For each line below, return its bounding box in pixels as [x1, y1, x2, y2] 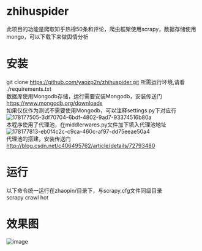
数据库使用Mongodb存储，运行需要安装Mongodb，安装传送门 [6, 92, 162, 99]
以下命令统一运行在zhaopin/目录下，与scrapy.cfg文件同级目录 [6, 187, 163, 194]
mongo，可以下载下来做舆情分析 [6, 33, 89, 41]
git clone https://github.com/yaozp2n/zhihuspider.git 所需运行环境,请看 [6, 78, 185, 85]
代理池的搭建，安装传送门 [6, 135, 71, 142]
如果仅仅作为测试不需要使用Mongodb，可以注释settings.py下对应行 [6, 106, 176, 114]
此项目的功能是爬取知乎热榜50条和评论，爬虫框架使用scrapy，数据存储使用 [6, 25, 196, 33]
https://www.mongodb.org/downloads [6, 99, 103, 107]
